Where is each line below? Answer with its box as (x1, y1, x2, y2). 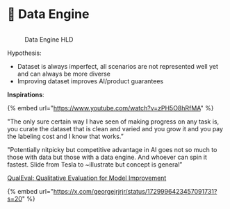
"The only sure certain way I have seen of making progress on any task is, (7, 117, 220, 126)
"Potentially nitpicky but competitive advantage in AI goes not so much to (7, 145, 217, 153)
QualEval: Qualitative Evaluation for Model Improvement (7, 174, 167, 182)
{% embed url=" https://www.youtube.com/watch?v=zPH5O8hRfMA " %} (7, 103, 214, 112)
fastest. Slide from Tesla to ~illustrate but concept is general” (7, 160, 183, 169)
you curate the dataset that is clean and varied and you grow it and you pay (7, 124, 224, 133)
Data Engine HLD (24, 35, 74, 44)
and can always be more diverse (17, 69, 111, 78)
